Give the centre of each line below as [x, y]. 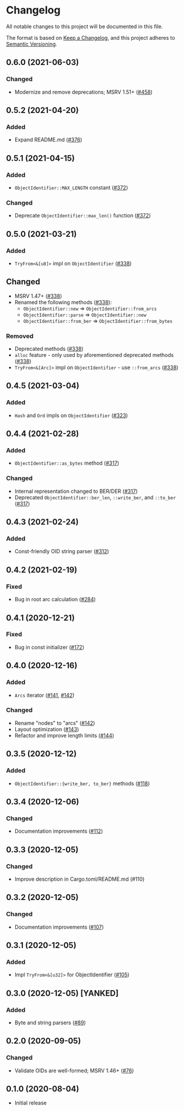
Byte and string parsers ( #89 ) [50, 1023]
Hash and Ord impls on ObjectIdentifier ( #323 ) [71, 415]
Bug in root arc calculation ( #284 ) [55, 599]
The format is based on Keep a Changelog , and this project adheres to [91, 38]
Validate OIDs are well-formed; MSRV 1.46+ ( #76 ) [74, 1071]
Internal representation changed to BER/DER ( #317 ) [76, 491]
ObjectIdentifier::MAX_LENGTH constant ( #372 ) [71, 188]
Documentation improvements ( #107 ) [59, 927]
